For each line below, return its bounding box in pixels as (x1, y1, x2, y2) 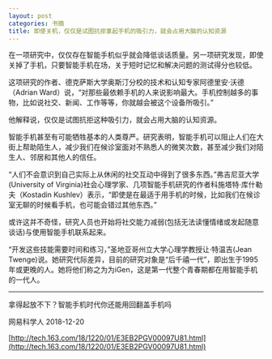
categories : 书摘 (8, 19, 65, 28)
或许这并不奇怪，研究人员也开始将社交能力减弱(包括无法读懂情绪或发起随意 (8, 217, 260, 227)
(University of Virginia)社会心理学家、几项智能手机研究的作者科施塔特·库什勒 (8, 180, 263, 190)
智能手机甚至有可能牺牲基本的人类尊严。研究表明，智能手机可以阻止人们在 (8, 132, 257, 142)
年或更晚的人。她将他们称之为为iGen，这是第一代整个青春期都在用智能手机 (8, 265, 258, 275)
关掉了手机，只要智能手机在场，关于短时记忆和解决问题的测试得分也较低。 (8, 60, 257, 70)
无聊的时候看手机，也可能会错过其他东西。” (15, 200, 158, 210)
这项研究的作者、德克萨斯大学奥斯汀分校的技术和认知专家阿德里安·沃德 (8, 78, 245, 88)
